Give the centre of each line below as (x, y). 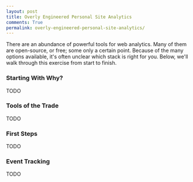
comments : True (25, 22)
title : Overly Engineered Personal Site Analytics (69, 17)
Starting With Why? (35, 78)
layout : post (22, 11)
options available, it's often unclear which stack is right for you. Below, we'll (97, 57)
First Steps (22, 134)
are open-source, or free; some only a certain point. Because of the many (95, 51)
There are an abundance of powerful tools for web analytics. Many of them (96, 44)
